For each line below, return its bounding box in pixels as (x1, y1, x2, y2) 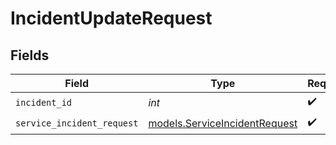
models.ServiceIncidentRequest (148, 116, 298, 130)
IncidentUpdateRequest (10, 7, 213, 30)
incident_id (15, 97, 73, 108)
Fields (10, 47, 50, 64)
